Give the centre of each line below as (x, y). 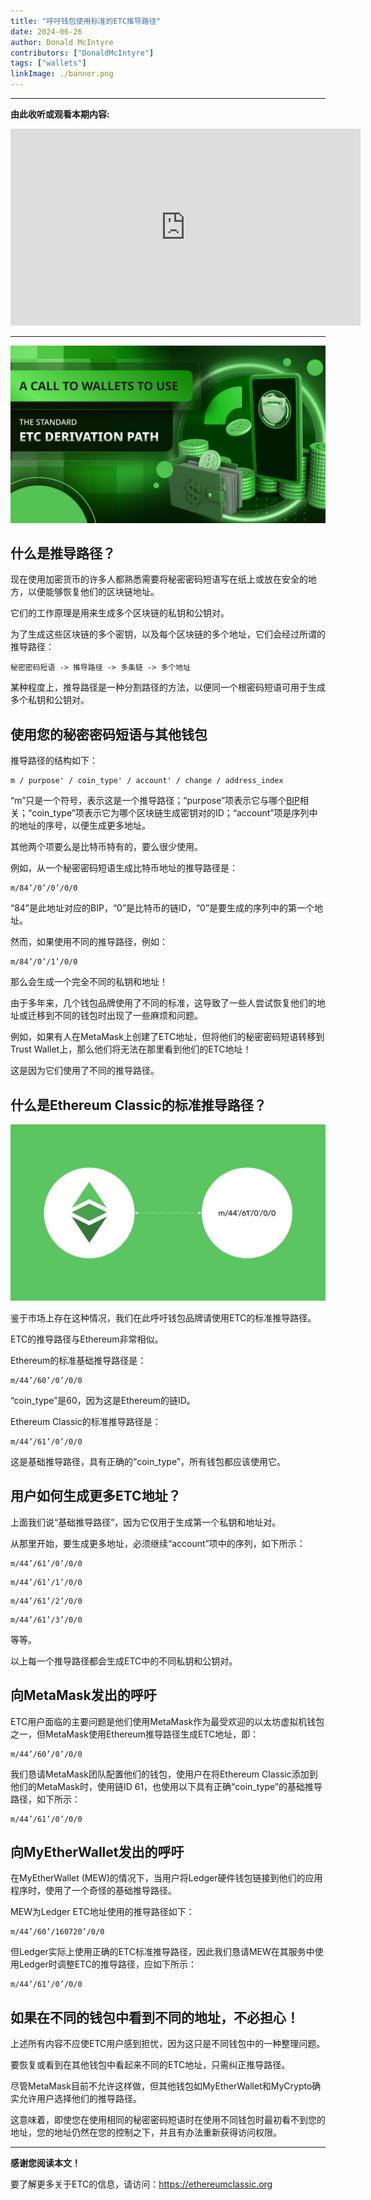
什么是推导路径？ (63, 553)
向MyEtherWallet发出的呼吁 (97, 1851)
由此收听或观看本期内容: (60, 114)
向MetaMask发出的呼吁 (83, 1695)
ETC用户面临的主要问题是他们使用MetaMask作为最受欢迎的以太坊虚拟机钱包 (167, 1721)
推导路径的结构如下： (54, 761)
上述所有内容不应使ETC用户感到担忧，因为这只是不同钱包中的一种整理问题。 (168, 2044)
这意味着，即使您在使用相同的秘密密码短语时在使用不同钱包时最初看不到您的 (168, 2120)
